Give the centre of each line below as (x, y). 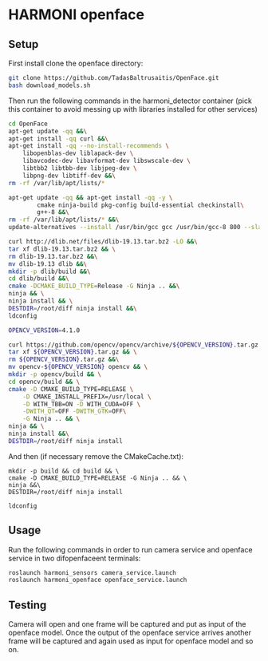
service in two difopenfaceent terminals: (75, 558)
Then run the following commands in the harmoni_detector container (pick (130, 101)
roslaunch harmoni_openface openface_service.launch (98, 580)
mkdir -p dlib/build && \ (49, 271)
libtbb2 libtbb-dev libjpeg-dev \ (80, 168)
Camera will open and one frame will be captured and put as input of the (127, 624)
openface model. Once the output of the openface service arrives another (130, 633)
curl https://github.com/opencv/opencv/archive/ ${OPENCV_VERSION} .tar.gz (134, 345)
